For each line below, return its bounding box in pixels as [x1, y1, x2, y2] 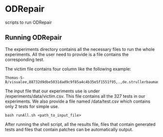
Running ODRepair [5, 33, 62, 42]
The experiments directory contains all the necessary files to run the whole [5, 46, 155, 52]
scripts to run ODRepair [5, 19, 52, 25]
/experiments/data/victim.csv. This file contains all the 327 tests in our [5, 93, 146, 99]
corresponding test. [5, 57, 45, 62]
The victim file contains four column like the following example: [5, 66, 131, 72]
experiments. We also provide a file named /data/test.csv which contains [5, 98, 150, 104]
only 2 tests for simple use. [5, 103, 59, 109]
